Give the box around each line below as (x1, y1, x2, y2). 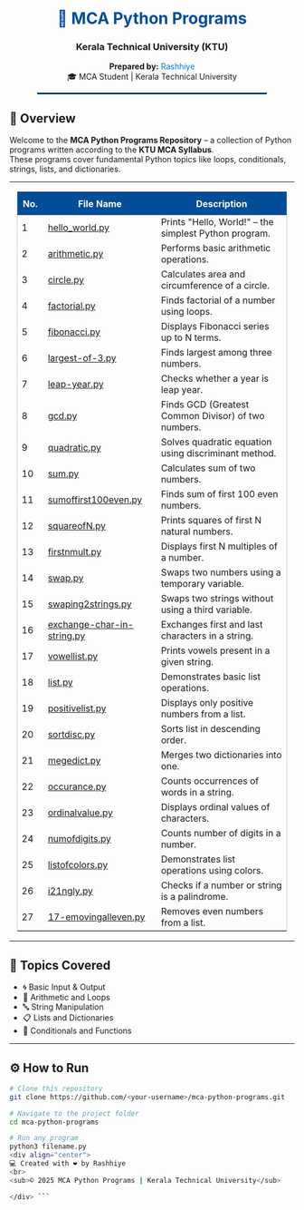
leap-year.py (47, 378, 104, 391)
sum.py (47, 467, 80, 480)
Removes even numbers (160, 905, 264, 918)
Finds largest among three (160, 346, 273, 359)
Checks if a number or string (160, 879, 282, 892)
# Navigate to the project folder (9, 1108, 140, 1118)
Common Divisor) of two (160, 410, 265, 423)
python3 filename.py (9, 1142, 88, 1151)
